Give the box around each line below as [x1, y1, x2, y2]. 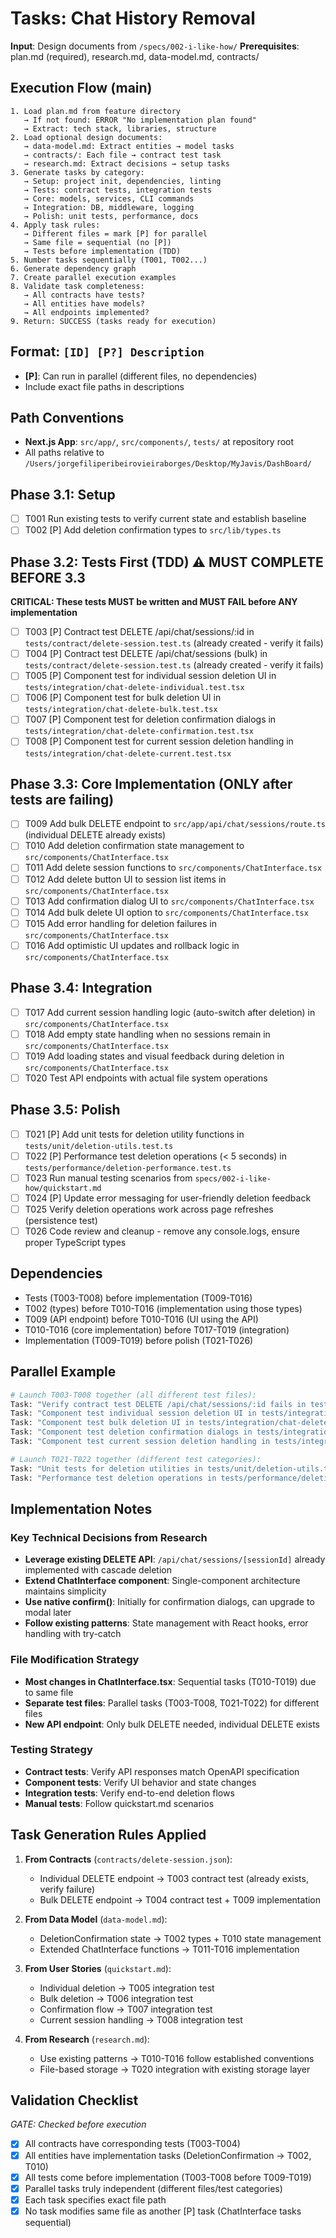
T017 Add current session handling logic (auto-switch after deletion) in [24, 1006, 316, 1018]
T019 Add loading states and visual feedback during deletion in [24, 1050, 285, 1062]
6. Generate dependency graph [10, 263, 137, 274]
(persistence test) [24, 1215, 98, 1226]
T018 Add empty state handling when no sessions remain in [24, 1028, 271, 1040]
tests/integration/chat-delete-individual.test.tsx [24, 683, 245, 693]
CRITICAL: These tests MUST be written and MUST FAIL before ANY [10, 596, 298, 608]
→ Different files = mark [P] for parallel [23, 228, 208, 239]
